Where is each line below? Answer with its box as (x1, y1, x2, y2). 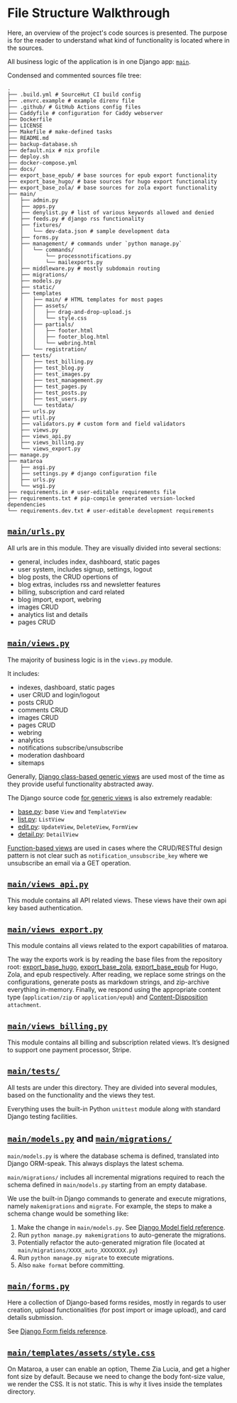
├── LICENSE (7, 122, 43, 129)
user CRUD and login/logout (17, 690, 100, 699)
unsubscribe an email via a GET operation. (7, 858, 131, 867)
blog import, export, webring (17, 595, 101, 604)
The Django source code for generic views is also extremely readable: (7, 793, 213, 802)
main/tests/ (7, 1066, 60, 1076)
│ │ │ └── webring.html (7, 339, 97, 346)
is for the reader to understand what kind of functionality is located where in (7, 36, 230, 44)
